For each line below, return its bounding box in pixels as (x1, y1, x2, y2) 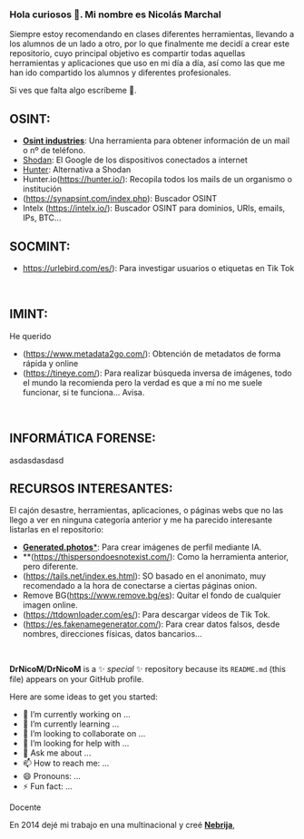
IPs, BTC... (22, 212, 62, 223)
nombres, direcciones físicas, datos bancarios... (22, 629, 202, 639)
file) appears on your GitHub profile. (9, 674, 144, 685)
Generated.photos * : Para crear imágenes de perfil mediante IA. (22, 541, 262, 552)
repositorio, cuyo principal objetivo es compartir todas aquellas (9, 48, 246, 59)
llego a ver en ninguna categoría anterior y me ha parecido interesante (9, 514, 273, 525)
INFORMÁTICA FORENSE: (9, 431, 156, 446)
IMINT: (9, 307, 48, 322)
